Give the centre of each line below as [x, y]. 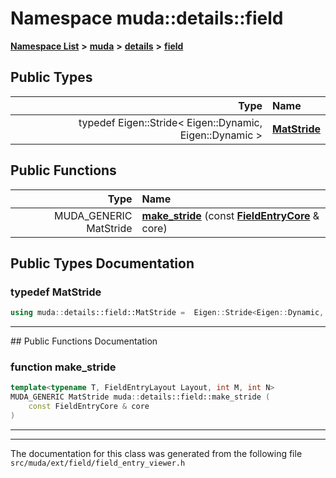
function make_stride [63, 367]
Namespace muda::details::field [147, 18]
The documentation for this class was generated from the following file [156, 453]
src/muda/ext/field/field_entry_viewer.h [98, 463]
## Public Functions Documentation [84, 341]
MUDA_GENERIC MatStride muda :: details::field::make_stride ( [140, 397]
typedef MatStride [56, 292]
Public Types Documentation [102, 263]
